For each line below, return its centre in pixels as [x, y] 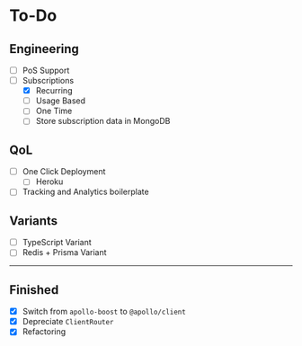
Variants [34, 221]
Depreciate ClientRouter [68, 322]
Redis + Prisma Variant [64, 253]
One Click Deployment [64, 172]
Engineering [44, 49]
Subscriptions [48, 81]
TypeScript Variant [57, 243]
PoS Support [46, 70]
